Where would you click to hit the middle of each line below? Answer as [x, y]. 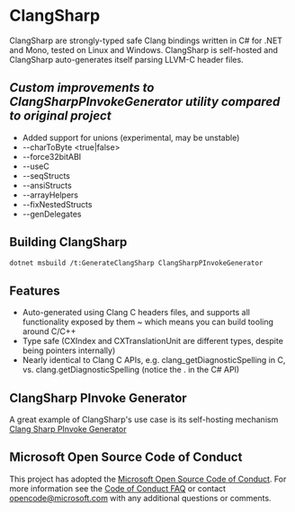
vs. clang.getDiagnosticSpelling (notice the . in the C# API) [131, 370]
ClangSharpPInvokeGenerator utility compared [145, 102]
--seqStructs [46, 175]
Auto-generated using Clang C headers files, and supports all [136, 313]
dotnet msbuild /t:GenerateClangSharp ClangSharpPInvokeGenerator [136, 263]
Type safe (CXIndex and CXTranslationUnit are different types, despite [152, 341]
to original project [60, 116]
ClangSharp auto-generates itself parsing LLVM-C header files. [127, 59]
